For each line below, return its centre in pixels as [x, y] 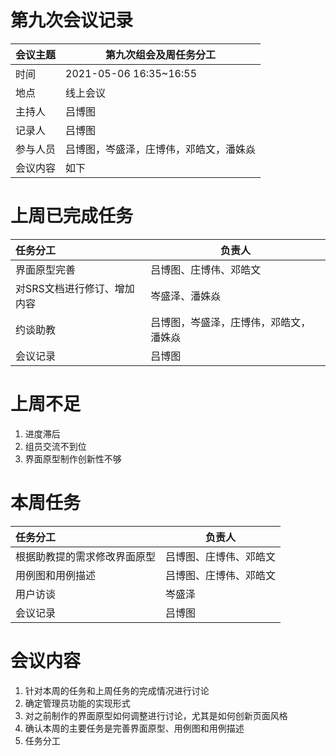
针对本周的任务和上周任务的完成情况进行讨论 [117, 690]
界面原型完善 [46, 269]
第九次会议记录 [72, 20]
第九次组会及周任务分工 [161, 54]
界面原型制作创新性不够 [73, 458]
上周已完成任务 [72, 216]
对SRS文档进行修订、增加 [75, 288]
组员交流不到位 [55, 446]
